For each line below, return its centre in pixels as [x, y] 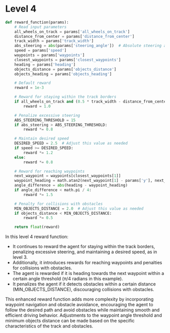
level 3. [20, 257]
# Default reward [33, 83]
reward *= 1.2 [38, 153]
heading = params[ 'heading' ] [45, 64]
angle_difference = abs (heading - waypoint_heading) [71, 185]
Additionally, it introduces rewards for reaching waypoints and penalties [87, 263]
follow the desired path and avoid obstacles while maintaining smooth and [82, 310]
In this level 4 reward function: [37, 237]
